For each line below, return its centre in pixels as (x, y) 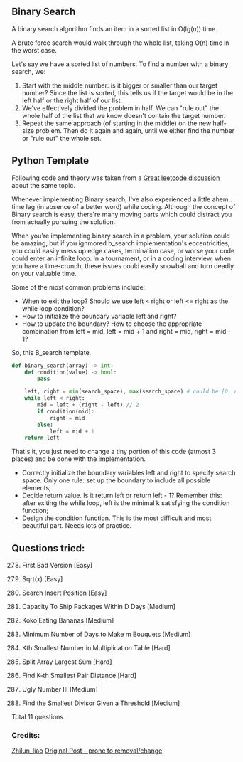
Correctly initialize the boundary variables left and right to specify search (129, 473)
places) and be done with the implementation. (79, 459)
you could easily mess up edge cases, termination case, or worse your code (123, 250)
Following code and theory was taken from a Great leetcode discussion (116, 178)
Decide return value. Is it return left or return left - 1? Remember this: (122, 496)
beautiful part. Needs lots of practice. (77, 526)
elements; (37, 488)
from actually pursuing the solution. (64, 222)
